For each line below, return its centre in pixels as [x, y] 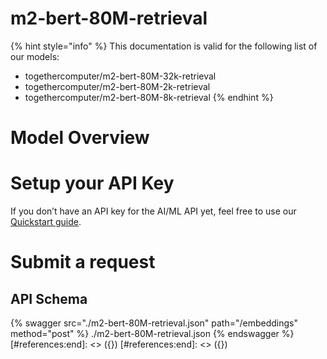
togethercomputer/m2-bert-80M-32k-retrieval [120, 76]
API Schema [49, 298]
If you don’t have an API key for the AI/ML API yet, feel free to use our [153, 211]
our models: [35, 56]
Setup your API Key [92, 183]
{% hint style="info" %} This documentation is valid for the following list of [164, 46]
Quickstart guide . [46, 222]
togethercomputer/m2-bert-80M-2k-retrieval [117, 86]
